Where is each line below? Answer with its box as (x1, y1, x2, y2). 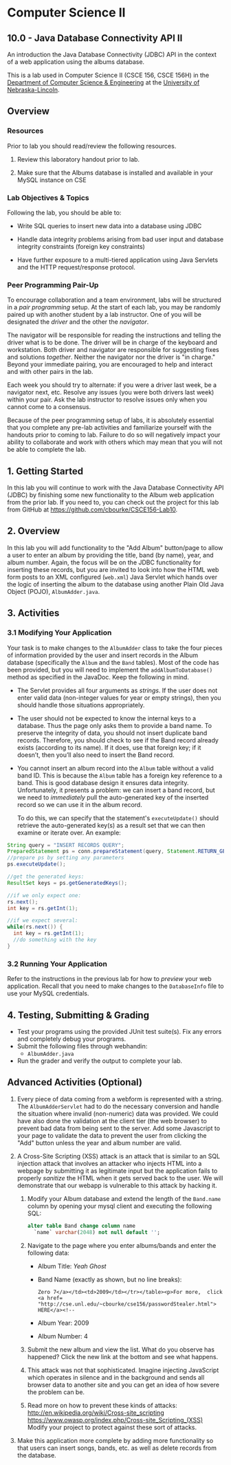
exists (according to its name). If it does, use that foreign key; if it (16, 743, 201, 751)
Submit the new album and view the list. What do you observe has (27, 1345, 215, 1354)
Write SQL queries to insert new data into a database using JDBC (16, 221, 202, 230)
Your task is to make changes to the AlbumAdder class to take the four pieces (7, 643, 223, 652)
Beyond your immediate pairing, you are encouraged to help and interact (7, 360, 213, 368)
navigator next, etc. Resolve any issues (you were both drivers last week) (7, 388, 214, 397)
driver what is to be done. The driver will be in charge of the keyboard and (7, 338, 218, 346)
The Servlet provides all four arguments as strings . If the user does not (16, 686, 218, 694)
